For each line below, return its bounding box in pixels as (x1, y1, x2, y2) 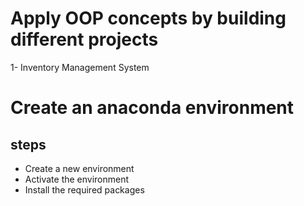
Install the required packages (24, 183, 145, 196)
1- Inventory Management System (10, 61, 150, 73)
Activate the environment (24, 173, 130, 185)
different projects (10, 28, 159, 51)
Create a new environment (24, 162, 135, 174)
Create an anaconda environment (10, 97, 295, 119)
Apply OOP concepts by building (10, 7, 287, 30)
